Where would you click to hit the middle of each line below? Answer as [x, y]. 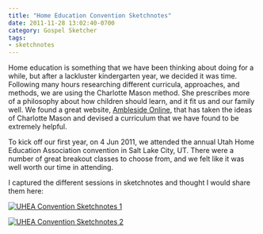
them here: [26, 191]
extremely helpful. [38, 127]
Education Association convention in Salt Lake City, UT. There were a [121, 151]
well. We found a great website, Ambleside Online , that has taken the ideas [130, 110]
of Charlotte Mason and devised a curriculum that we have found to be [124, 118]
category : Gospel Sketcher [53, 30]
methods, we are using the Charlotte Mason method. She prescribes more [129, 93]
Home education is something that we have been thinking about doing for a [131, 67]
